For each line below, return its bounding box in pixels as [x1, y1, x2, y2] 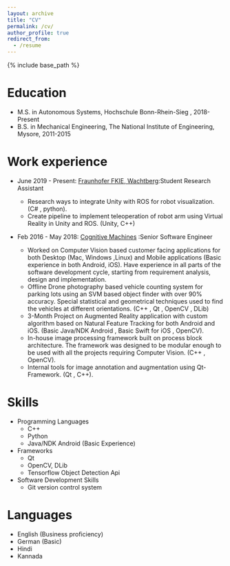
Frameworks [17, 446, 53, 454]
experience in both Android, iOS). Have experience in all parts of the [27, 260, 222, 269]
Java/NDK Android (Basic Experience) [27, 439, 136, 448]
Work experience [7, 154, 108, 169]
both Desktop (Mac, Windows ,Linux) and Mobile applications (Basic [27, 253, 222, 262]
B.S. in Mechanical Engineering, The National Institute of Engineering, [17, 122, 215, 131]
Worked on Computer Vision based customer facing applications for [27, 246, 221, 254]
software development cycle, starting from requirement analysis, [27, 268, 211, 276]
